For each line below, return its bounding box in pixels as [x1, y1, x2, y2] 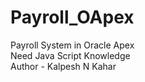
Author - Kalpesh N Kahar [10, 60, 117, 72]
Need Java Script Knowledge [10, 49, 131, 61]
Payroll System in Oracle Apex [10, 39, 135, 51]
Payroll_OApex [10, 6, 135, 29]
